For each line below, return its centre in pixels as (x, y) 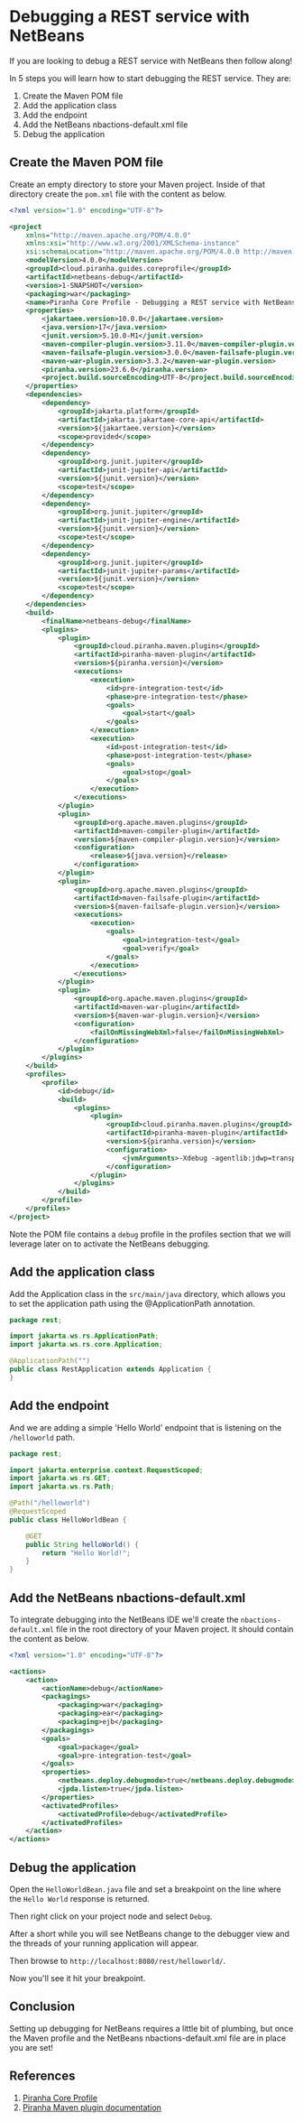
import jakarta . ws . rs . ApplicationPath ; (84, 1336)
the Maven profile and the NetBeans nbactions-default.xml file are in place (148, 2038)
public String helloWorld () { (83, 1544)
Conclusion (42, 2007)
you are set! (32, 2047)
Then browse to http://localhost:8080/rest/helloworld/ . (118, 1961)
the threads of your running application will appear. (104, 1943)
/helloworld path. (42, 1437)
